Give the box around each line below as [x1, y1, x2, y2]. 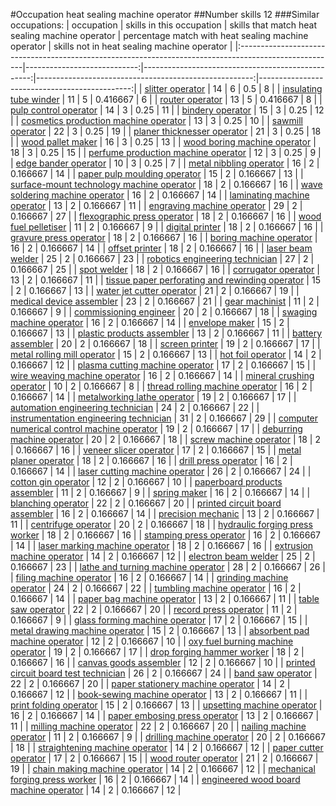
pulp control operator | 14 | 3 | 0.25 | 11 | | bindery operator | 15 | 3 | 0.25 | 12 [10, 104, 325, 116]
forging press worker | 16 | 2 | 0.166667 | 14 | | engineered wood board [10, 774, 301, 785]
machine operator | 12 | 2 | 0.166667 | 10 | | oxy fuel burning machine [10, 635, 294, 647]
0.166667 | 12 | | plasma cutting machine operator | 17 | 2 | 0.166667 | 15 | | [10, 359, 317, 371]
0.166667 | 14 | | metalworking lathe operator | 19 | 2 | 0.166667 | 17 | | [10, 391, 297, 403]
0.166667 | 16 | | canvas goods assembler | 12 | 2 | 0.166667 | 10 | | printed [10, 657, 316, 668]
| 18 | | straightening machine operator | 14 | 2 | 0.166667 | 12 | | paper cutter [10, 742, 324, 753]
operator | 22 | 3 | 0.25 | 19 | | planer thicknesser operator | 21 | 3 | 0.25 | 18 [10, 125, 322, 137]
